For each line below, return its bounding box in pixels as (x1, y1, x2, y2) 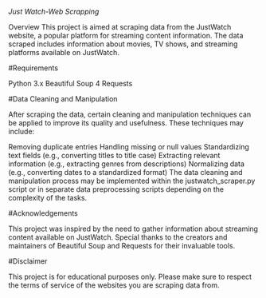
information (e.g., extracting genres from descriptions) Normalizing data (8, 159, 245, 169)
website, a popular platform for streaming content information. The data (8, 31, 244, 40)
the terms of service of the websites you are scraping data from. (8, 280, 220, 290)
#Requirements (8, 63, 58, 73)
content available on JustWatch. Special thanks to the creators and (8, 232, 228, 242)
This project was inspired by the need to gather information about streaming (8, 224, 259, 233)
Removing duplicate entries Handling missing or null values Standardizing (8, 142, 249, 151)
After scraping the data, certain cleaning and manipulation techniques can (8, 109, 252, 119)
